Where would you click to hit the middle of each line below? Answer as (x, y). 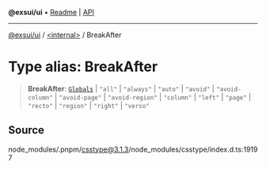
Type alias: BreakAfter (83, 67)
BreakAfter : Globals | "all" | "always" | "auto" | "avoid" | (121, 88)
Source (27, 130)
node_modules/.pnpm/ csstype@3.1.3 (68, 149)
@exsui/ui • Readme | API (51, 12)
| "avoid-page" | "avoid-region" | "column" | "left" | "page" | (153, 97)
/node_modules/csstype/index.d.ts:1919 (193, 149)
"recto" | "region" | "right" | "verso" (89, 105)
